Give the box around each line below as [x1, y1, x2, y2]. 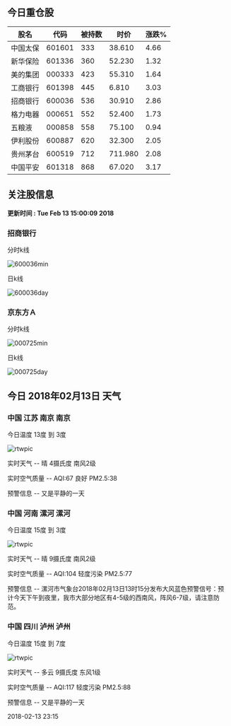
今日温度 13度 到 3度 [7, 430, 66, 438]
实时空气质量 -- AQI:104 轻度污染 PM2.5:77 [7, 570, 133, 578]
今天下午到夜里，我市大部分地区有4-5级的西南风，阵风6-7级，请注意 [13, 593, 214, 602]
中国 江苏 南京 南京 [7, 413, 71, 423]
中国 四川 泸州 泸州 [7, 621, 71, 631]
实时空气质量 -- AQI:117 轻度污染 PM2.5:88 [7, 683, 131, 691]
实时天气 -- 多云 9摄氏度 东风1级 [7, 667, 101, 677]
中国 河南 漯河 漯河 [7, 508, 71, 518]
